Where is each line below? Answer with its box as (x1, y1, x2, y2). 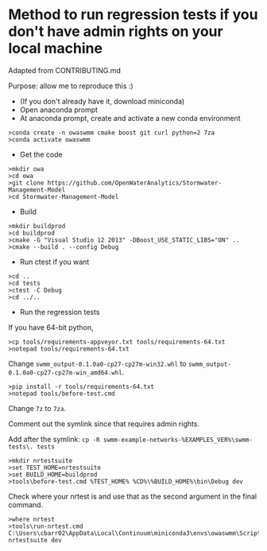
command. (8, 499, 44, 510)
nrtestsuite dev (8, 536, 62, 544)
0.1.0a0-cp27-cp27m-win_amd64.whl (8, 368, 123, 377)
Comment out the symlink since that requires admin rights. (8, 419, 200, 429)
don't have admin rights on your (8, 22, 224, 41)
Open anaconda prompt (19, 105, 98, 114)
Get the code (19, 149, 64, 159)
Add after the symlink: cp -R (8, 434, 101, 444)
